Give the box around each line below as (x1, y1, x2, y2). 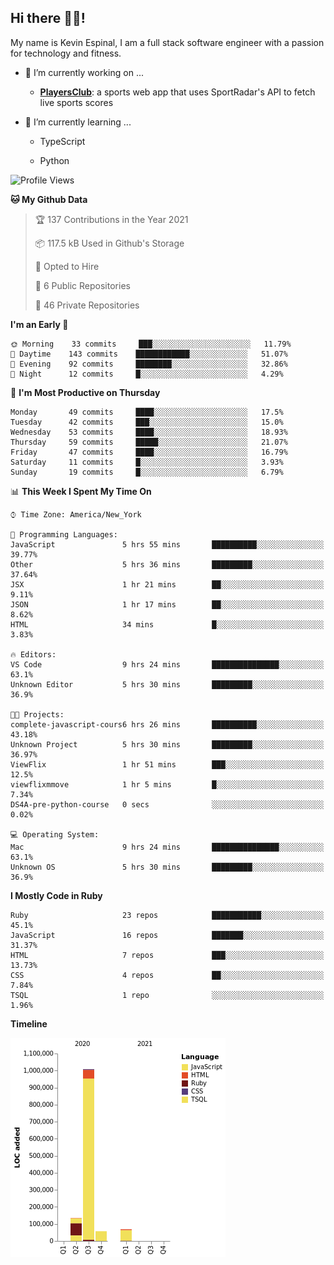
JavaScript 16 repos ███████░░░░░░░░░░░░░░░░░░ (10, 930, 325, 940)
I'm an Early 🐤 (10, 318, 69, 330)
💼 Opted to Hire (34, 260, 100, 272)
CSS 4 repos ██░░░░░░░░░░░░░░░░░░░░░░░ (10, 970, 325, 980)
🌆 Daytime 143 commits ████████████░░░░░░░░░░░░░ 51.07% (10, 349, 288, 359)
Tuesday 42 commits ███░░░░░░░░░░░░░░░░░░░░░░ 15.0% (10, 417, 284, 427)
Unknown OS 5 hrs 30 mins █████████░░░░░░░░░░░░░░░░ (10, 862, 325, 872)
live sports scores (39, 96, 114, 108)
